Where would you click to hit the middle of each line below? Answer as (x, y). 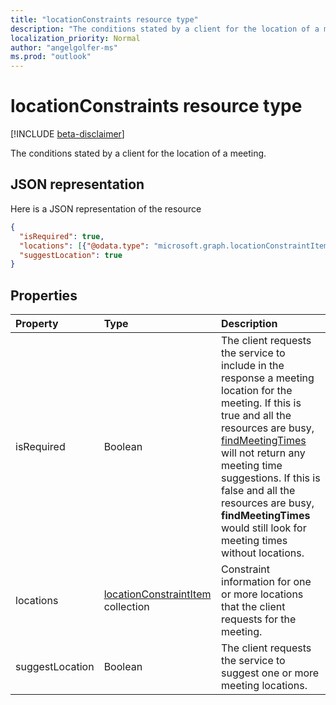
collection (126, 607)
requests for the (259, 619)
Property (37, 324)
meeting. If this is (261, 403)
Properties (44, 295)
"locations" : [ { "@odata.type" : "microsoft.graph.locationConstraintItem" (176, 246)
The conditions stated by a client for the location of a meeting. (138, 153)
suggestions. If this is (271, 478)
